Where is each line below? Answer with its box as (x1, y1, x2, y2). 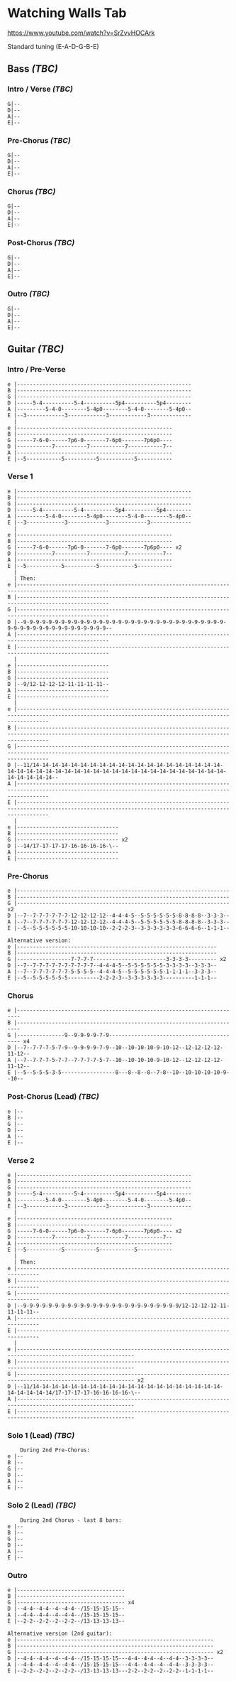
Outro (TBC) (7, 289, 50, 299)
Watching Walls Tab (7, 5, 127, 21)
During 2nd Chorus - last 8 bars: (20, 1516, 122, 1524)
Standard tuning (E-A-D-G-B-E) (7, 42, 99, 50)
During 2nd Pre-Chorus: (20, 1446, 91, 1454)
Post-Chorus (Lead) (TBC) (7, 1092, 99, 1102)
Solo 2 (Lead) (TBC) (7, 1500, 77, 1510)
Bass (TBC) (7, 63, 58, 75)
